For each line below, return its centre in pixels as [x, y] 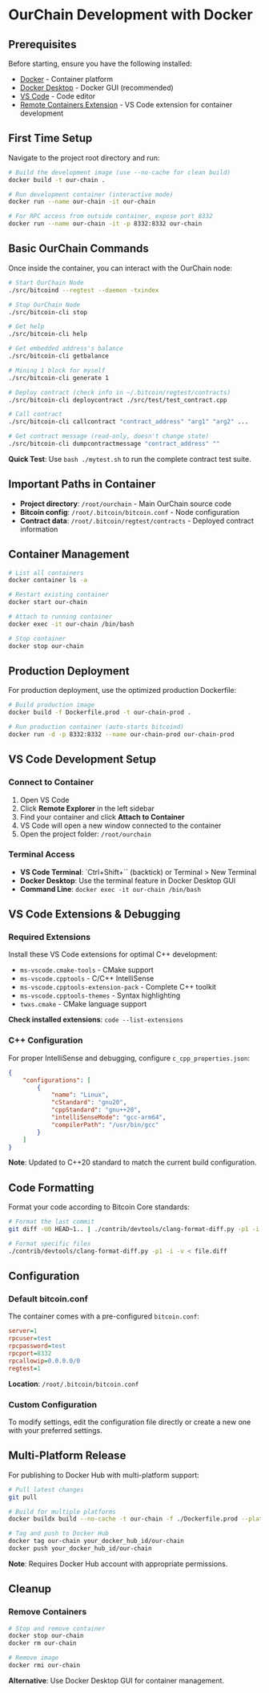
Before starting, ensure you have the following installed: [100, 63]
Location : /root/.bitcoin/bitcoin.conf [74, 1383]
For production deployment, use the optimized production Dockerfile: [122, 691]
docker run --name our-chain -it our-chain [82, 202]
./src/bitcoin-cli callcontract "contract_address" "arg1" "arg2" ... [128, 422]
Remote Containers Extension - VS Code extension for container [126, 105]
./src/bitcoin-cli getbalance [59, 356]
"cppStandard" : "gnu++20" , [96, 1110]
